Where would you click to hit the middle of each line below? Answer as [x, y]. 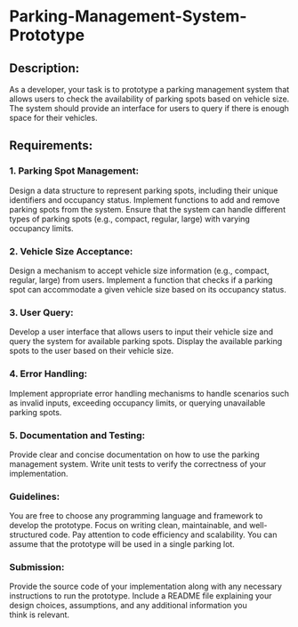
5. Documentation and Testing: [77, 435]
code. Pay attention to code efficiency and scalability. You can [163, 535]
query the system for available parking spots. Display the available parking [146, 342]
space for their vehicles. [53, 118]
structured [28, 535]
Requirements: [51, 145]
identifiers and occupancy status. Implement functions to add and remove [145, 200]
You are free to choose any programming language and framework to [136, 516]
